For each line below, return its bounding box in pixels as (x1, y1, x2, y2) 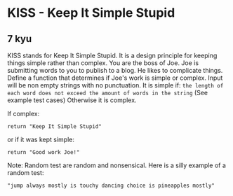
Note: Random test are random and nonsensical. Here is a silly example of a (7, 161, 227, 169)
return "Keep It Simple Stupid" (7, 123, 102, 130)
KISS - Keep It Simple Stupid (7, 5, 175, 21)
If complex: (7, 110, 40, 118)
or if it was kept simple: (7, 135, 75, 143)
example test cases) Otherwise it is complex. (7, 96, 137, 104)
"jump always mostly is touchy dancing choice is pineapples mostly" (7, 182, 215, 189)
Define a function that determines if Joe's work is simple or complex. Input (7, 73, 223, 82)
